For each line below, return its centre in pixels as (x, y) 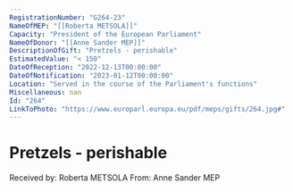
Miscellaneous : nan (46, 92)
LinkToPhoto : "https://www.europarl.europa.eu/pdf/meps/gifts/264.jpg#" (147, 109)
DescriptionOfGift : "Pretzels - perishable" (93, 51)
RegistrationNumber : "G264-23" (67, 17)
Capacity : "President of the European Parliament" (105, 34)
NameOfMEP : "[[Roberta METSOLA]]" (74, 26)
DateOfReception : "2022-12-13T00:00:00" (86, 68)
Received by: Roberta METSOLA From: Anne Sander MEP (115, 178)
